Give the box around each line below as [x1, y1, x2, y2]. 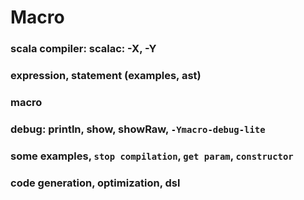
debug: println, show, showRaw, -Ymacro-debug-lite [10, 122, 266, 136]
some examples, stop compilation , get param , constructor [10, 149, 294, 163]
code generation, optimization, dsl [10, 176, 181, 190]
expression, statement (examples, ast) [10, 69, 202, 83]
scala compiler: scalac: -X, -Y [10, 42, 157, 56]
